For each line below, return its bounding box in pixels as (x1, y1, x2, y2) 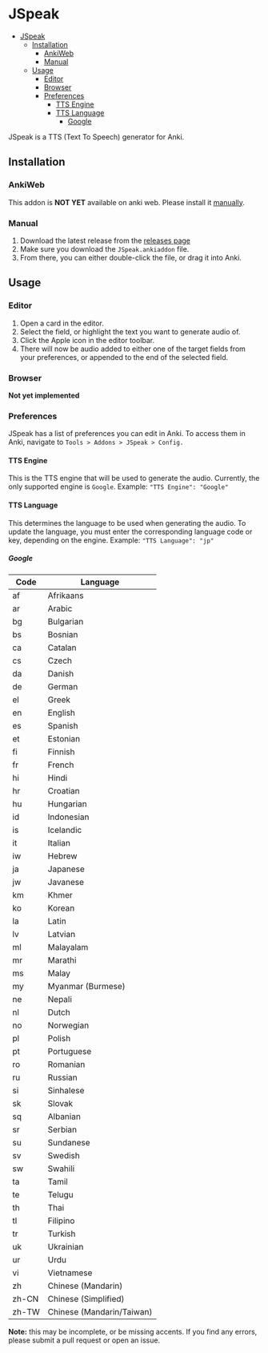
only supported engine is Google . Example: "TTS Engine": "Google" (8, 482, 229, 491)
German (47, 681, 78, 692)
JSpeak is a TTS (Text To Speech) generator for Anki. (8, 131, 185, 141)
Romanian (47, 1059, 86, 1070)
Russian (47, 1072, 78, 1083)
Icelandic (47, 824, 82, 835)
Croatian (47, 785, 80, 796)
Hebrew (47, 850, 78, 862)
